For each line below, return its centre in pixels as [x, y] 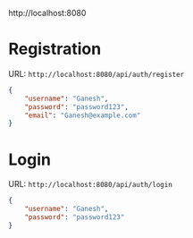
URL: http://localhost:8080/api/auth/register [96, 73]
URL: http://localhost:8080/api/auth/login [91, 184]
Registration [55, 49]
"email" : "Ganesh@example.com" [83, 115]
